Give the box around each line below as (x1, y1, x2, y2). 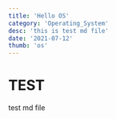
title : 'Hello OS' (8, 11, 70, 20)
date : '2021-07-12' (8, 34, 74, 43)
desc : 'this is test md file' (8, 27, 110, 35)
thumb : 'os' (8, 42, 48, 50)
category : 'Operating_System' (8, 19, 110, 27)
